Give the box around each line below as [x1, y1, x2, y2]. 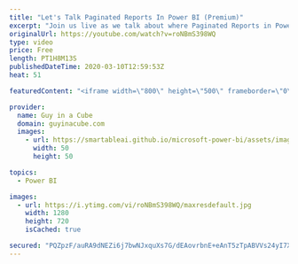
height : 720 [25, 217, 69, 226]
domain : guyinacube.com [17, 119, 105, 128]
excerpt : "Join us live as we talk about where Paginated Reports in [9, 21, 272, 30]
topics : [9, 167, 38, 177]
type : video [9, 37, 53, 47]
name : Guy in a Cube [17, 111, 93, 120]
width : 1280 [25, 209, 69, 218]
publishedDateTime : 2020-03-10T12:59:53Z [9, 63, 165, 72]
